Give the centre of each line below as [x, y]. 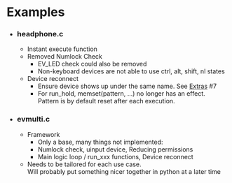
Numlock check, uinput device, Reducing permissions [115, 149]
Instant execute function [62, 49]
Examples [36, 12]
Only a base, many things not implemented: [100, 142]
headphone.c [40, 34]
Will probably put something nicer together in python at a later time [124, 171]
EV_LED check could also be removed [92, 64]
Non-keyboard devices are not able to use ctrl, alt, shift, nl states [131, 71]
